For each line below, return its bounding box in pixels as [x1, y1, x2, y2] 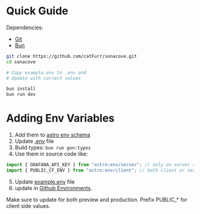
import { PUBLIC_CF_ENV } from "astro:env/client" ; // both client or [6, 168, 185, 173]
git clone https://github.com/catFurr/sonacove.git [6, 53, 137, 59]
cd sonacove [6, 58, 36, 65]
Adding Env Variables [6, 111, 115, 125]
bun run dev [6, 91, 36, 98]
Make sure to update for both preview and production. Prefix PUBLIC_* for [6, 196, 187, 203]
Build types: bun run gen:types [14, 144, 91, 151]
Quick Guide [6, 4, 68, 18]
